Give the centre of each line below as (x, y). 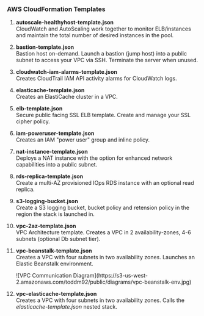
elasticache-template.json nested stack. (67, 307)
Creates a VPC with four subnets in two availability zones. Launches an (105, 257)
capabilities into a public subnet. (56, 165)
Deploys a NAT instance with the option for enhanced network (94, 158)
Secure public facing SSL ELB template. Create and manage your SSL (103, 115)
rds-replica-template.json (49, 176)
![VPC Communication (44, 276)
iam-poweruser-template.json (55, 134)
